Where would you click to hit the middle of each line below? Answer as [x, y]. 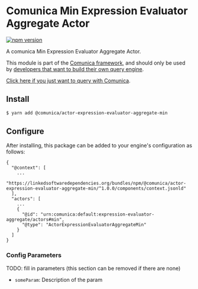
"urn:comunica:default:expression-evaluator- [98, 214]
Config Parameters [34, 255]
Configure [25, 131]
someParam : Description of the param [59, 280]
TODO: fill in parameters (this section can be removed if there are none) [93, 268]
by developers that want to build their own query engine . [75, 69]
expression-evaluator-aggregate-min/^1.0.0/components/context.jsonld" [96, 189]
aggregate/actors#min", [35, 220]
